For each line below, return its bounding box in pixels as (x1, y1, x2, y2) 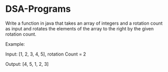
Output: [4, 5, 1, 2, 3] (5, 61, 49, 67)
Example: (5, 41, 25, 47)
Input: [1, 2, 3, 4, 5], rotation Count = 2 (5, 51, 86, 57)
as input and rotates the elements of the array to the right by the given (5, 25, 154, 31)
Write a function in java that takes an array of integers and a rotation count (5, 20, 163, 26)
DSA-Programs (5, 3, 71, 15)
